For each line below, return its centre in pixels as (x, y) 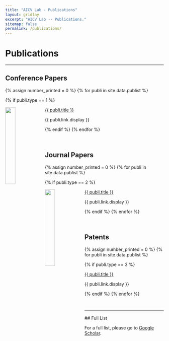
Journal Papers (69, 155)
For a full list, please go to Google (119, 327)
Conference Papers (36, 78)
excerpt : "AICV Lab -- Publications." (46, 19)
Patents (97, 237)
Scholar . (93, 333)
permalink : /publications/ (33, 29)
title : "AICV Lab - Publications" (41, 10)
